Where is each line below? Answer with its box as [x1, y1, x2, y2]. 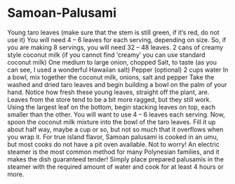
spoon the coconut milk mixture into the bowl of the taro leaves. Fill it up [7, 117, 216, 126]
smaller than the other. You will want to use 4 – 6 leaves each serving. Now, [7, 110, 226, 119]
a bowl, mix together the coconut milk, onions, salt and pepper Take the [7, 72, 215, 81]
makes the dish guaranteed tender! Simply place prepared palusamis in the [7, 155, 224, 163]
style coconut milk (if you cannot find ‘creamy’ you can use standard [7, 51, 206, 59]
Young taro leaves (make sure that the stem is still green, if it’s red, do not [7, 28, 220, 37]
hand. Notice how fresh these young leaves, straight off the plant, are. [7, 88, 210, 96]
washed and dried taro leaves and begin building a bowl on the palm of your [7, 80, 227, 88]
